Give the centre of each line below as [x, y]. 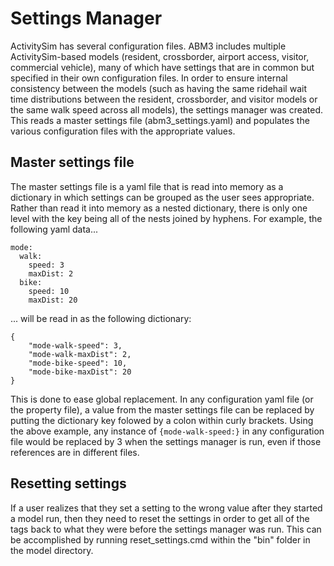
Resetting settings [68, 483]
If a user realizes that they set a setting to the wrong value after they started [166, 508]
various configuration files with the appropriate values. [123, 131]
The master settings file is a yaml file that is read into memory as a [147, 186]
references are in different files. [75, 452]
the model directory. [52, 550]
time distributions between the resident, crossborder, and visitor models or [164, 99]
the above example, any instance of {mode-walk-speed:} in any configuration [167, 431]
